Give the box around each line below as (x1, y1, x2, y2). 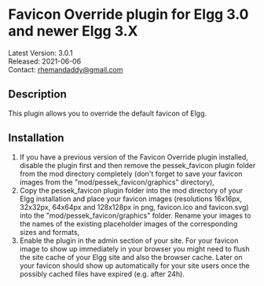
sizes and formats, (19, 227, 80, 236)
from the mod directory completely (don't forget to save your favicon (19, 169, 243, 178)
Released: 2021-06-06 (8, 57, 82, 66)
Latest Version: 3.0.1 (8, 48, 73, 57)
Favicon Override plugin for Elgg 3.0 (8, 5, 249, 24)
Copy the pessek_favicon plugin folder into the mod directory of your (19, 185, 244, 195)
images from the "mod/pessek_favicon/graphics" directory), (19, 177, 214, 186)
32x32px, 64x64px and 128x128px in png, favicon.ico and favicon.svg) (19, 202, 249, 211)
